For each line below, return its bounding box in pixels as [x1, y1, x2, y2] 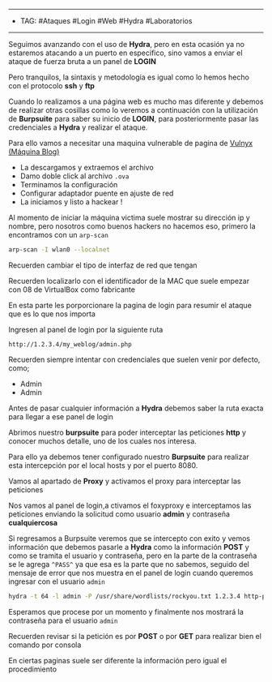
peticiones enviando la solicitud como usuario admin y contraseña [8, 508, 231, 519]
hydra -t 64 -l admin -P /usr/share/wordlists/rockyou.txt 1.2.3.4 [8, 592, 241, 600]
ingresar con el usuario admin [8, 577, 105, 586]
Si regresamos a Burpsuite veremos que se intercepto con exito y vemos [8, 533, 251, 543]
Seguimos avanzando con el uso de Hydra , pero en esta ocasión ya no [8, 40, 245, 49]
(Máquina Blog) [8, 147, 60, 157]
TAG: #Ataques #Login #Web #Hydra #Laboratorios [19, 16, 193, 25]
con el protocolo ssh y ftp [8, 81, 96, 90]
